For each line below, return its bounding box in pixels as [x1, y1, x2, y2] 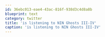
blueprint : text [5, 12, 38, 16]
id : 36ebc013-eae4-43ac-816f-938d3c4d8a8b [5, 7, 92, 12]
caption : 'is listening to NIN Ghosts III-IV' [5, 25, 101, 30]
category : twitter [5, 16, 42, 21]
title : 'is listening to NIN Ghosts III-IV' [5, 20, 97, 25]
